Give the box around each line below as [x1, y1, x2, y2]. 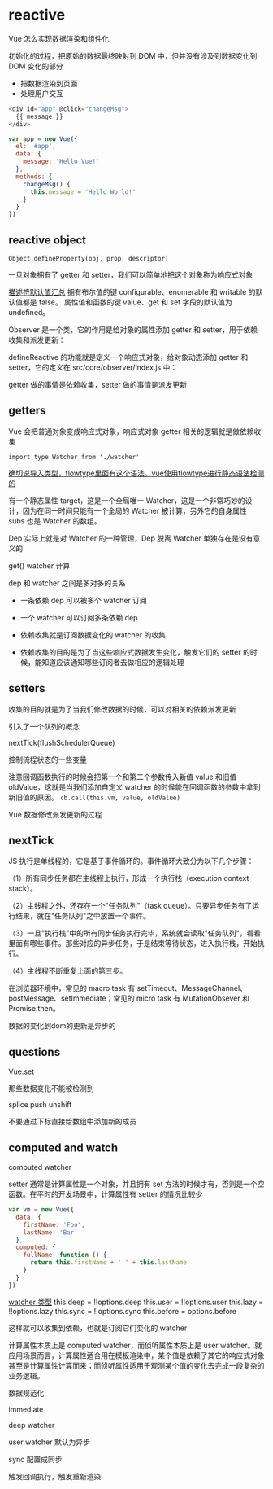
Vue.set [8, 1066, 35, 1076]
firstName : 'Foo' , [23, 1220, 85, 1228]
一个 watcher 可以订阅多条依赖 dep [19, 612, 138, 622]
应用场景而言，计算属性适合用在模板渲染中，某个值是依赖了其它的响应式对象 [8, 1350, 265, 1360]
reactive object [8, 233, 87, 247]
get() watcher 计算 [8, 560, 71, 571]
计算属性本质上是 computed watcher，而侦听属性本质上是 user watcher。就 [8, 1340, 262, 1350]
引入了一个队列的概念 [8, 721, 80, 731]
